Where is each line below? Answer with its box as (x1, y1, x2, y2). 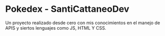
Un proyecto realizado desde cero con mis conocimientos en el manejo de (5, 20, 160, 26)
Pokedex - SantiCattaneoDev (5, 3, 130, 15)
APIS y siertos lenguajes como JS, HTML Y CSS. (5, 25, 106, 31)
